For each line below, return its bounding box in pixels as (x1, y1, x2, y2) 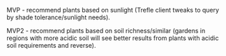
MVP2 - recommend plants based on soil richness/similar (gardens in (6, 27, 206, 35)
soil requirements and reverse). (6, 41, 96, 49)
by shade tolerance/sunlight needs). (6, 13, 111, 21)
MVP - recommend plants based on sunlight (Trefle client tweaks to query (6, 6, 220, 14)
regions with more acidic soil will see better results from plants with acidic (6, 34, 219, 42)
